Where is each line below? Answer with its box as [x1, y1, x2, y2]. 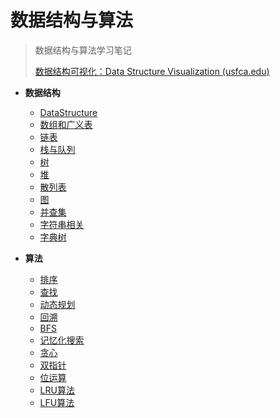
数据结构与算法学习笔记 [34, 44, 132, 56]
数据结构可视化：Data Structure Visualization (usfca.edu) [34, 65, 270, 77]
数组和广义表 [39, 118, 93, 130]
